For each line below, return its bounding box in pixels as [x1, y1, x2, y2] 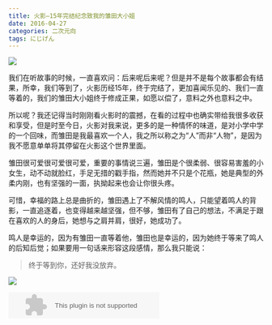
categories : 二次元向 [8, 27, 77, 35]
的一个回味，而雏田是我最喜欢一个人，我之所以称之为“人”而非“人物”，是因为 [8, 130, 262, 140]
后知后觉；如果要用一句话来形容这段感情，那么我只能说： [15, 243, 207, 253]
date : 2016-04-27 [8, 19, 67, 28]
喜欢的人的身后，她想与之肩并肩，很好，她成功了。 [15, 216, 186, 225]
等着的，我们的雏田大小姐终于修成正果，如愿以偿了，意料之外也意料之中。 [8, 93, 257, 103]
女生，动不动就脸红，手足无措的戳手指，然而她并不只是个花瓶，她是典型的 [8, 168, 257, 178]
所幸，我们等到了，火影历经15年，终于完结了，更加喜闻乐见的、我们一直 [22, 83, 264, 93]
